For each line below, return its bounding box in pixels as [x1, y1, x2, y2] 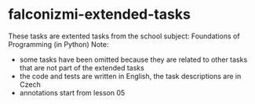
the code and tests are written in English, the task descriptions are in [19, 71, 242, 81]
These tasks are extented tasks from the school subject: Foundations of [8, 31, 241, 41]
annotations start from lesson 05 [19, 88, 126, 97]
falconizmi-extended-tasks [8, 5, 191, 23]
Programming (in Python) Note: [8, 39, 109, 48]
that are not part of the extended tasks [19, 63, 145, 72]
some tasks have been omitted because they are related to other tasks [19, 55, 248, 64]
